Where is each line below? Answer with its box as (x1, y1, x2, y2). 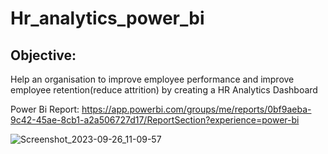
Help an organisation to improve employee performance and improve (10, 73, 295, 85)
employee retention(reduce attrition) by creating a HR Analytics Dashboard (10, 84, 318, 96)
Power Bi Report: (10, 103, 80, 115)
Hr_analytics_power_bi (10, 7, 205, 30)
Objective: (10, 47, 77, 64)
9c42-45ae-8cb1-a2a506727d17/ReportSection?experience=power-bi (10, 114, 300, 126)
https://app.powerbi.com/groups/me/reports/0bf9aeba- (81, 103, 312, 115)
